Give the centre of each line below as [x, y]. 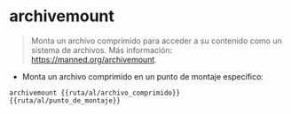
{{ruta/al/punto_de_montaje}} [65, 100]
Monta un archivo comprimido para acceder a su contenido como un [156, 41]
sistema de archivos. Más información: [102, 49]
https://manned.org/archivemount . [94, 59]
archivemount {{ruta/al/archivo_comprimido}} [94, 93]
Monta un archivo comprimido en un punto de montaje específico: [143, 76]
